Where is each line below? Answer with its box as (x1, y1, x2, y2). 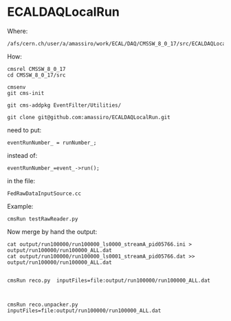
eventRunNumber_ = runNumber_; (7, 139, 97, 146)
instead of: (7, 151, 38, 159)
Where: (7, 27, 28, 35)
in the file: (7, 176, 36, 185)
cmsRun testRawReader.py (7, 215, 78, 222)
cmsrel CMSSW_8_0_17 (7, 65, 67, 72)
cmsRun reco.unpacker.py (7, 301, 78, 308)
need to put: (7, 125, 42, 134)
